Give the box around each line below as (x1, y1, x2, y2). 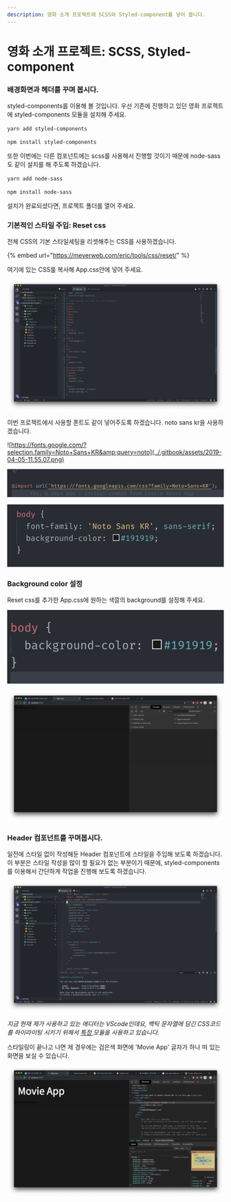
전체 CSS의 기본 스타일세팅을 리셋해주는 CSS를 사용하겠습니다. (7, 238, 177, 246)
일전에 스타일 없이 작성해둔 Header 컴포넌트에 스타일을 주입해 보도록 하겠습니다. (7, 850, 223, 858)
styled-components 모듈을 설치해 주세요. (14, 110, 127, 119)
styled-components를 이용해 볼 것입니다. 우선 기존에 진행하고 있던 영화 (7, 102, 200, 110)
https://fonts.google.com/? (11, 440, 87, 449)
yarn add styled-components (7, 125, 88, 132)
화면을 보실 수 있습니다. (7, 1052, 70, 1060)
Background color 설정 (7, 579, 83, 589)
